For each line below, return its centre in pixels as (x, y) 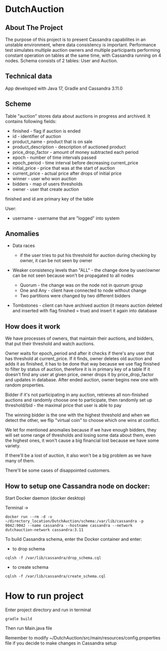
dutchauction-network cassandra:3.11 (44, 530)
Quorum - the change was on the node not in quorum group (81, 285)
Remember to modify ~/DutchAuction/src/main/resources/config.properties (83, 638)
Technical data (29, 76)
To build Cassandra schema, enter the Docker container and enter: (74, 539)
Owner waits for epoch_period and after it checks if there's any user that (80, 353)
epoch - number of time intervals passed (54, 157)
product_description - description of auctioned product (69, 147)
